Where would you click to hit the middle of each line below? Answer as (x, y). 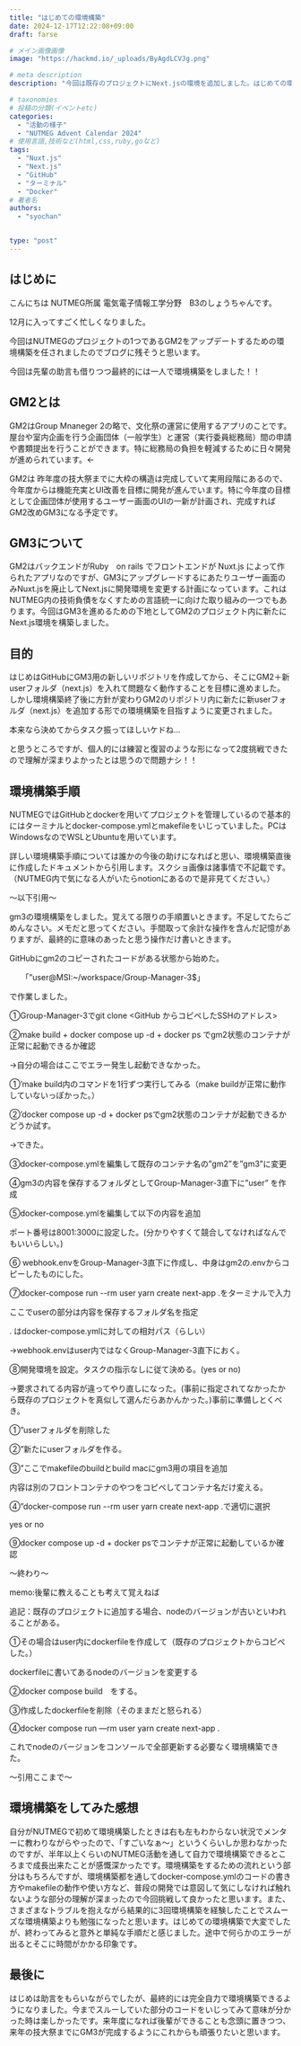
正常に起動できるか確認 (52, 1045)
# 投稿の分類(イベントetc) (54, 108)
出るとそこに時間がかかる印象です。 (76, 1944)
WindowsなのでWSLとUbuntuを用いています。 (95, 837)
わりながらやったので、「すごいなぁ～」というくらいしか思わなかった (160, 1842)
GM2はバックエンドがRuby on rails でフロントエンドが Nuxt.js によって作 (147, 566)
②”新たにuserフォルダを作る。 (68, 1448)
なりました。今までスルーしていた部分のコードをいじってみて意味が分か (158, 2009)
